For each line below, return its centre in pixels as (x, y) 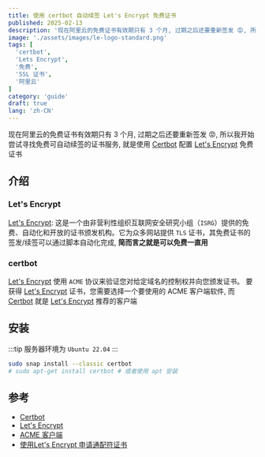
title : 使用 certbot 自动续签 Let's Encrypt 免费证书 (92, 15)
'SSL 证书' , (34, 74)
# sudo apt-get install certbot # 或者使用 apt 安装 (93, 371)
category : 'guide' (38, 96)
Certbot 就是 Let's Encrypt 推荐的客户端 (73, 301)
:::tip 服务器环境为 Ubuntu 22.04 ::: (63, 349)
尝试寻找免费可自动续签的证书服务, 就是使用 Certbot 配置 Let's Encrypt (123, 144)
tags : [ (21, 45)
